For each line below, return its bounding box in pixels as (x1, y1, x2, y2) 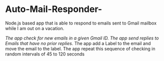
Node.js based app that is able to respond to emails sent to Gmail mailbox (5, 20, 156, 26)
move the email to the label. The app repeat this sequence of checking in (5, 45, 155, 51)
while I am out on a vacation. (5, 25, 64, 31)
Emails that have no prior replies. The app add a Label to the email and (5, 40, 151, 46)
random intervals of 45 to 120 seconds (5, 51, 85, 57)
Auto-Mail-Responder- (5, 3, 102, 15)
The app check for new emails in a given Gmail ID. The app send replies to (5, 35, 159, 41)
